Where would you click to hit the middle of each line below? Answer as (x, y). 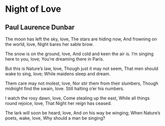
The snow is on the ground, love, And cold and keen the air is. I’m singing (79, 54)
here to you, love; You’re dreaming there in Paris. (55, 59)
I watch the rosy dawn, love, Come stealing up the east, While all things (78, 98)
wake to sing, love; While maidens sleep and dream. (58, 74)
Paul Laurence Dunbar (40, 27)
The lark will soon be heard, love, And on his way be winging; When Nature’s (83, 113)
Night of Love (33, 9)
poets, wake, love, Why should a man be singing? (55, 118)
